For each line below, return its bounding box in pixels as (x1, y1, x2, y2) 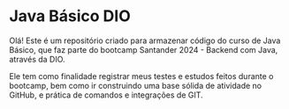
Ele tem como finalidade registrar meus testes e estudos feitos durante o (9, 70, 274, 81)
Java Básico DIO (9, 6, 131, 26)
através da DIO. (9, 54, 65, 64)
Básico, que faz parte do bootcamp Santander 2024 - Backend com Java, (9, 44, 278, 54)
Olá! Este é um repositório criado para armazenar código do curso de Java (9, 35, 281, 46)
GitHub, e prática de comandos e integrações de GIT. (9, 90, 203, 100)
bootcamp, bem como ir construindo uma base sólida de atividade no (9, 80, 262, 91)
